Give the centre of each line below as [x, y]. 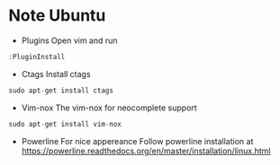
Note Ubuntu [57, 16]
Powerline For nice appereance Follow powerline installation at [137, 141]
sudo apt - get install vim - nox [65, 124]
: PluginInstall [37, 56]
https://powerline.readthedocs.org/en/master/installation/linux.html [146, 151]
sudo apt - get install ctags [61, 91]
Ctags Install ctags [56, 74]
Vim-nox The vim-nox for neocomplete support [109, 108]
